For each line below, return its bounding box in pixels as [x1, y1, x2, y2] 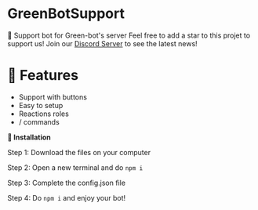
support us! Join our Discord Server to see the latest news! [7, 38, 198, 48]
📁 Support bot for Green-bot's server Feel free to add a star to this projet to [7, 31, 251, 40]
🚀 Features [7, 67, 79, 85]
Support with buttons [18, 92, 88, 102]
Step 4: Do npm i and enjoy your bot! [7, 193, 126, 202]
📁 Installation [7, 132, 52, 142]
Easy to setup [18, 100, 64, 110]
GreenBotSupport [7, 5, 125, 23]
